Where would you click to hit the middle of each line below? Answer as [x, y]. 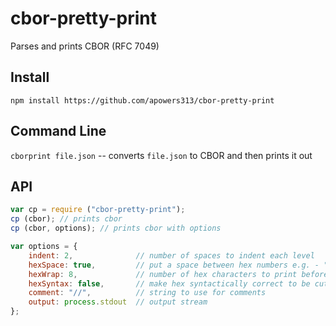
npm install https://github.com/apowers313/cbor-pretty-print [142, 100]
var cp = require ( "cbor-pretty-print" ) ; [98, 210]
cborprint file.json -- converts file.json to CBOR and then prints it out [161, 155]
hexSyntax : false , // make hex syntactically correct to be [169, 283]
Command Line [58, 131]
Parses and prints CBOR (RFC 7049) [85, 46]
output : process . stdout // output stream [118, 302]
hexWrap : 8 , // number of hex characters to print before [178, 274]
